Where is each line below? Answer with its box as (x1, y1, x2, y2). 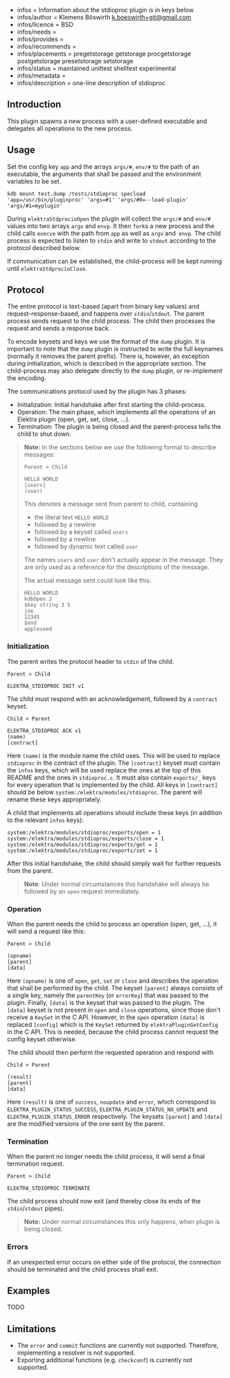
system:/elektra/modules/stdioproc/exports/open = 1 (7, 829, 161, 836)
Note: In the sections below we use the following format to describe (23, 443, 216, 452)
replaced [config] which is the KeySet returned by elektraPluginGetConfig (7, 1021, 218, 1029)
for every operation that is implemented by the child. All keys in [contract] (7, 780, 218, 789)
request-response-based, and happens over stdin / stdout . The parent (7, 309, 205, 318)
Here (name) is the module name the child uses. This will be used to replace (7, 751, 221, 759)
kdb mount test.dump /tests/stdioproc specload (7, 190, 146, 197)
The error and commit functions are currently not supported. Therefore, (16, 1342, 219, 1350)
